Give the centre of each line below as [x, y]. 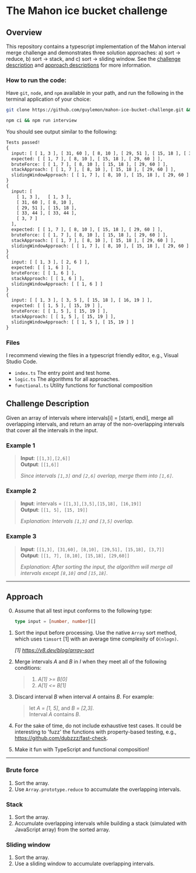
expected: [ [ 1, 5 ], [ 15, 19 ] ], [57, 306]
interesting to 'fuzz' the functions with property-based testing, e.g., [95, 732]
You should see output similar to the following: [62, 132]
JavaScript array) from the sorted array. [62, 829]
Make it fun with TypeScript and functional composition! [82, 749]
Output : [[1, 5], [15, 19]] [54, 510]
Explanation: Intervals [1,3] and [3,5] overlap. [77, 521]
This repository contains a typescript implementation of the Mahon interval [96, 46]
